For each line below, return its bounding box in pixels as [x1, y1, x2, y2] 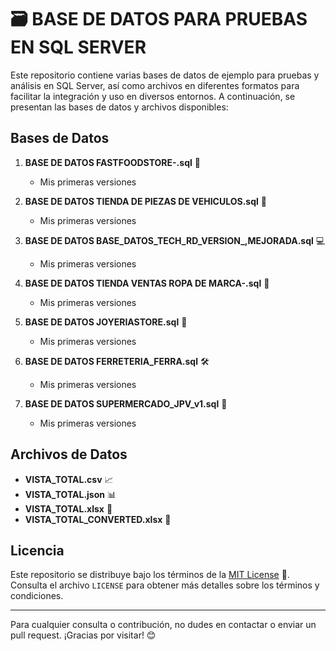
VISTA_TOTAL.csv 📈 [24, 473, 114, 485]
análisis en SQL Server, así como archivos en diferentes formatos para [10, 79, 300, 91]
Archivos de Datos [10, 446, 128, 463]
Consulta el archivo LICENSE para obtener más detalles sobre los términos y [10, 579, 320, 591]
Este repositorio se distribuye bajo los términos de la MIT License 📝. [10, 569, 290, 581]
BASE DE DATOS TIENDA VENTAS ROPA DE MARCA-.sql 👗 [24, 277, 270, 289]
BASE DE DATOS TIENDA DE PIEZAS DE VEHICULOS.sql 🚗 [24, 195, 267, 207]
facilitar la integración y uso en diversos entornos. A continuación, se [10, 90, 296, 102]
